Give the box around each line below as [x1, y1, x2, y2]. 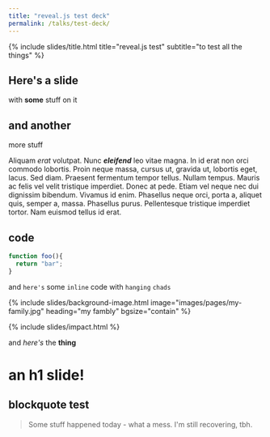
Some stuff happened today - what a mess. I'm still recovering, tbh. [27, 419, 253, 429]
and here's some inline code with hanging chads [8, 282, 171, 291]
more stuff [8, 140, 43, 150]
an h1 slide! [8, 366, 85, 384]
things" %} [8, 50, 44, 60]
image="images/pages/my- [150, 297, 243, 308]
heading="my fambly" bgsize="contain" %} [45, 306, 192, 316]
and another [8, 118, 71, 132]
